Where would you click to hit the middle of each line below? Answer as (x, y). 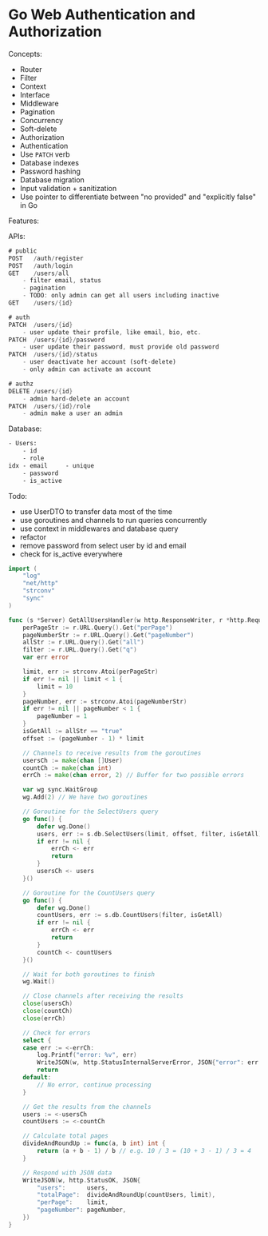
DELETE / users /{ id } (41, 391)
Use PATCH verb (45, 154)
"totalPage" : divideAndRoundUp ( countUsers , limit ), (126, 1195)
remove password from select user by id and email (103, 545)
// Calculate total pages (66, 1136)
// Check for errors (57, 1033)
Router (31, 69)
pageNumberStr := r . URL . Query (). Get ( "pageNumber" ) (108, 635)
